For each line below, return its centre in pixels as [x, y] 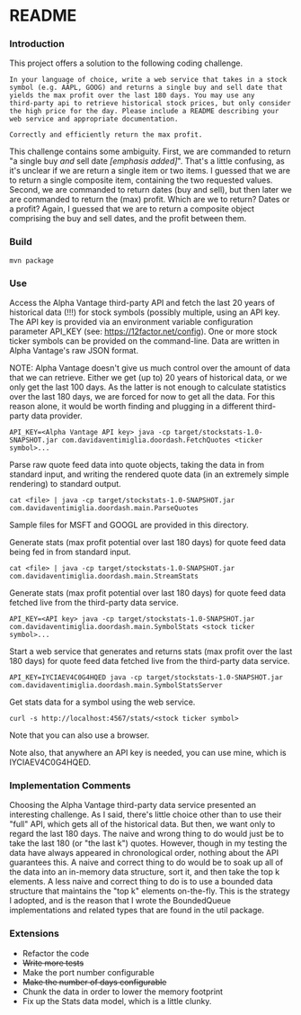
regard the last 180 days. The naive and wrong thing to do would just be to [147, 834]
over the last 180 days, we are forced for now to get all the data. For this [142, 397]
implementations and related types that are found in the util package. [137, 911]
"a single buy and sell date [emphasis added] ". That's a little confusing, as [147, 161]
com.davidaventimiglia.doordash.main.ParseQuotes [104, 508]
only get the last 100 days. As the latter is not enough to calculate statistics [148, 387]
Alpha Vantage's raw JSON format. [74, 351]
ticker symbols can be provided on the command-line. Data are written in [145, 341]
